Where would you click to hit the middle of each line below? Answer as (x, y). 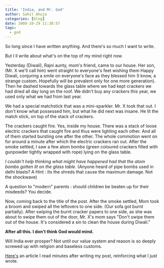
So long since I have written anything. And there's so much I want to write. (80, 46)
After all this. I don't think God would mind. (49, 231)
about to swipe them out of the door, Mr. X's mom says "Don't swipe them (80, 217)
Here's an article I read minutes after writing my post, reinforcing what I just (81, 256)
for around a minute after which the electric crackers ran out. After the (76, 142)
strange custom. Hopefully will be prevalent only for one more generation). (80, 81)
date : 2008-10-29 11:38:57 (33, 23)
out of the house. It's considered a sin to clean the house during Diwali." (78, 222)
